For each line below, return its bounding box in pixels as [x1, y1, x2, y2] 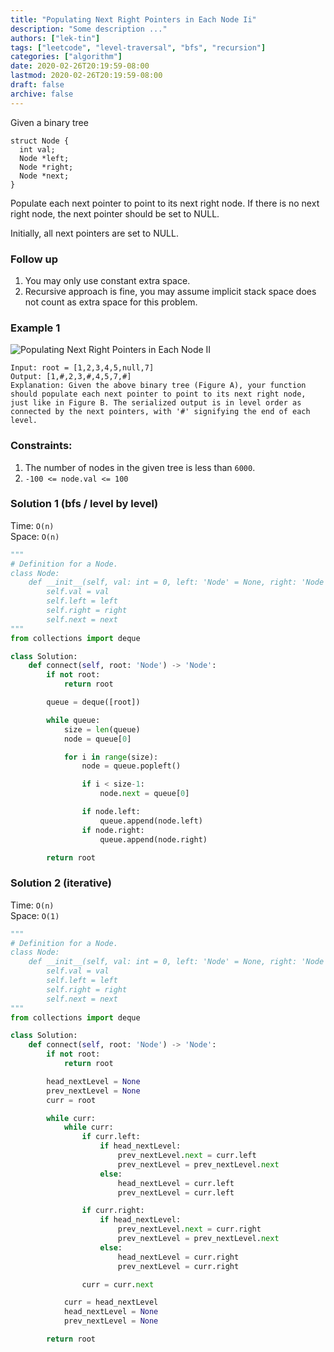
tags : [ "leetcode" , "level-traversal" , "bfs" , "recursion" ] [10, 42, 267, 53]
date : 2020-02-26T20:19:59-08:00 [10, 61, 150, 71]
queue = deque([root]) [46, 697, 141, 708]
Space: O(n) [10, 530, 60, 542]
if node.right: [81, 825, 145, 835]
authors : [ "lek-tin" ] [10, 33, 101, 43]
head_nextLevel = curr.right [117, 1252, 240, 1262]
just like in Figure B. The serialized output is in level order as [10, 398, 302, 408]
